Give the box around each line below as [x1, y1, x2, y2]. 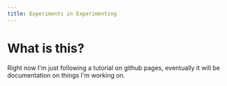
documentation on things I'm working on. [7, 71, 126, 79]
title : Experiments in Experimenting [7, 10, 117, 17]
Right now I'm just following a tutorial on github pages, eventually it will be [7, 64, 220, 72]
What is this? [7, 40, 85, 56]
